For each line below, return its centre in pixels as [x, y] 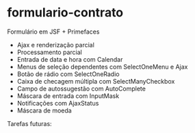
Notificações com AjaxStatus [58, 103]
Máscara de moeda [44, 110]
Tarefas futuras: [30, 123]
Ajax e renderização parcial [55, 45]
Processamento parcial [49, 52]
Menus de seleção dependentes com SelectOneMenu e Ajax [102, 66]
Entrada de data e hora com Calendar [70, 59]
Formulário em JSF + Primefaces [53, 32]
